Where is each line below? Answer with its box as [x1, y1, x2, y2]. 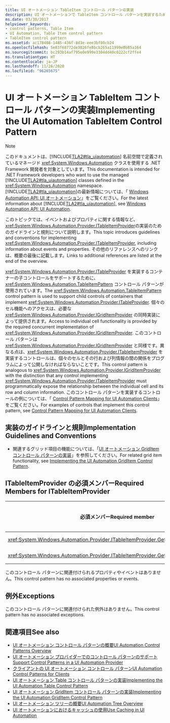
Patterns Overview [12, 648, 52, 654]
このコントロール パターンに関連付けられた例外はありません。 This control [5, 606, 159, 612]
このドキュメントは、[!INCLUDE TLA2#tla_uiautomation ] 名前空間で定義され [5, 153, 163, 159]
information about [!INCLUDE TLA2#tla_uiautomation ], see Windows [5, 200, 146, 206]
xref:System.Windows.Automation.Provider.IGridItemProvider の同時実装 [5, 311, 156, 318]
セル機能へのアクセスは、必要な [5, 305, 72, 311]
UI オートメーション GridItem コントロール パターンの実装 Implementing [12, 689, 162, 695]
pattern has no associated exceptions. [5, 612, 85, 618]
